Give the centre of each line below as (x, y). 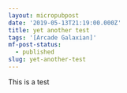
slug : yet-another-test (47, 60)
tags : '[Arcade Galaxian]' (52, 37)
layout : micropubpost (44, 15)
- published (35, 52)
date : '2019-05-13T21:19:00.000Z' (65, 23)
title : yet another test (49, 30)
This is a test (29, 82)
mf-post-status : (35, 45)
